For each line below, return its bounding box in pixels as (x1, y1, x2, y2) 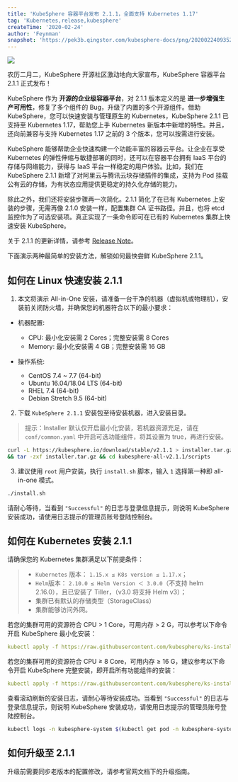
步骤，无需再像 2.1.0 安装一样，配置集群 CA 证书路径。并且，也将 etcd (19, 204, 225, 212)
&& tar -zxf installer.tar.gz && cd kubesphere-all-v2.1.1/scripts (7, 453, 211, 460)
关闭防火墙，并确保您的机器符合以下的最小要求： (30, 303, 174, 311)
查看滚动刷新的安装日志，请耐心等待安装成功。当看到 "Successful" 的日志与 (7, 694, 229, 703)
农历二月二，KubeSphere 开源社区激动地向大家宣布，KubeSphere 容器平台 (7, 70, 226, 79)
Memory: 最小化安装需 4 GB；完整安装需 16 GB (28, 342, 166, 350)
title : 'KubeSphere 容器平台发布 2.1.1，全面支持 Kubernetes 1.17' (7, 10, 199, 18)
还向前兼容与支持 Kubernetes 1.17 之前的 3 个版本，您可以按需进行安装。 (7, 130, 219, 138)
